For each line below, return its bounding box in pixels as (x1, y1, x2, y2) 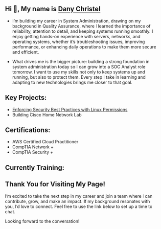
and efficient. (12, 49, 39, 55)
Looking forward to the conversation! (5, 218, 80, 224)
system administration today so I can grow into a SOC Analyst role (12, 64, 146, 69)
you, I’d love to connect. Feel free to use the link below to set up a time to (5, 204, 153, 209)
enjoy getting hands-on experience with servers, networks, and (12, 33, 140, 39)
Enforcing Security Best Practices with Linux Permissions (12, 106, 128, 113)
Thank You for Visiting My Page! (5, 180, 106, 188)
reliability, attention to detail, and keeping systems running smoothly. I (12, 28, 153, 34)
